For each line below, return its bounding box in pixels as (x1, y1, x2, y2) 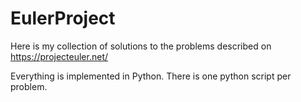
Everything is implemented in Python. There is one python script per (10, 70, 292, 82)
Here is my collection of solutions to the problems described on (10, 40, 272, 52)
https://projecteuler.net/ (10, 50, 109, 62)
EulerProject (10, 7, 116, 30)
